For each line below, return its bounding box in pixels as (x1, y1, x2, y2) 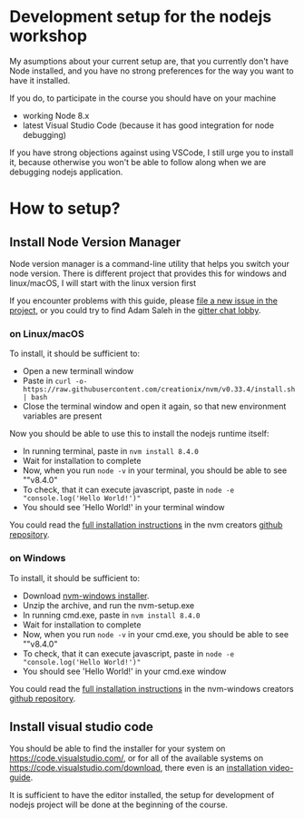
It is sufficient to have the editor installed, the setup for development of (9, 790, 275, 801)
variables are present (22, 410, 103, 421)
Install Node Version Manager (9, 234, 181, 250)
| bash (22, 393, 48, 402)
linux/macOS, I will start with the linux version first (9, 277, 197, 288)
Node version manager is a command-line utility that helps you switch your (9, 258, 290, 269)
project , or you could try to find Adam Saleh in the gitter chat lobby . (9, 304, 261, 315)
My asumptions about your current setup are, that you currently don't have (9, 55, 289, 66)
